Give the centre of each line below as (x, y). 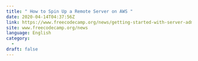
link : (13, 22)
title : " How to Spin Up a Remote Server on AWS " (70, 11)
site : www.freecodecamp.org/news (47, 28)
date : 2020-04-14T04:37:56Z (41, 17)
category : (18, 38)
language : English (29, 33)
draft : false (22, 49)
